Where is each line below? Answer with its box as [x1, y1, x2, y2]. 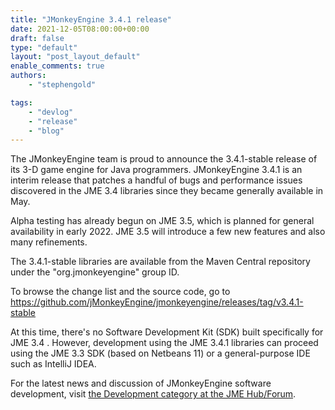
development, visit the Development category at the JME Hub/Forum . [10, 388, 297, 400]
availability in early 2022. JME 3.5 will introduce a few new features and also [10, 226, 326, 238]
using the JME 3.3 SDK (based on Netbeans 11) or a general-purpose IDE [10, 347, 311, 360]
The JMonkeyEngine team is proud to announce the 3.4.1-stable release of [10, 153, 318, 165]
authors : [10, 71, 47, 81]
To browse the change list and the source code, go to [10, 286, 231, 298]
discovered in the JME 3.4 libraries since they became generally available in [10, 185, 324, 197]
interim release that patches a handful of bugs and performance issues [10, 174, 303, 186]
